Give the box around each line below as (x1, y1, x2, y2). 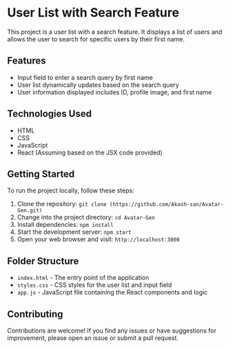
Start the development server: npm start (17, 228, 132, 236)
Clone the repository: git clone (17, 200, 107, 208)
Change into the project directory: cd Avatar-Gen (17, 213, 155, 221)
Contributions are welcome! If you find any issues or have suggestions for (7, 326, 217, 335)
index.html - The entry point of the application (17, 274, 149, 282)
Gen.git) (17, 207, 43, 215)
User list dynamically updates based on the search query (17, 81, 180, 89)
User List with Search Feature (7, 5, 180, 21)
